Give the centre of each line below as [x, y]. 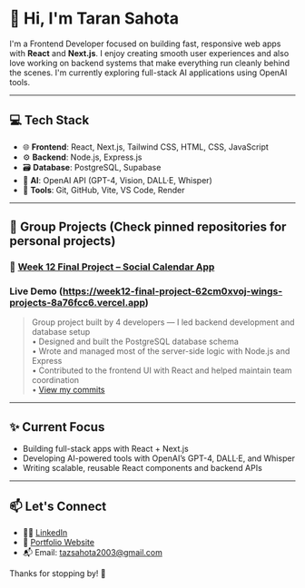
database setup [61, 332]
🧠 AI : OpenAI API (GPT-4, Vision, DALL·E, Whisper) [118, 180]
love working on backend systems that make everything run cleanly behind [150, 63]
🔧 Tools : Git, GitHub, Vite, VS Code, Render [103, 190]
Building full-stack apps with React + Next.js [105, 449]
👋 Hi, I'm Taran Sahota [94, 19]
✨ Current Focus [57, 427]
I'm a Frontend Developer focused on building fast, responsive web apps [145, 44]
